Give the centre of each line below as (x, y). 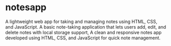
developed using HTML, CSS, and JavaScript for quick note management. (83, 38)
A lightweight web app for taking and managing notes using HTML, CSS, (81, 21)
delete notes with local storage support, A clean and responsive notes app (83, 32)
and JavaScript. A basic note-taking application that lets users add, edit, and (86, 27)
